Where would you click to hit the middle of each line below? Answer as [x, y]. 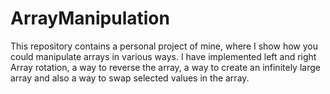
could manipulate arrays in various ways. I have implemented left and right [163, 56]
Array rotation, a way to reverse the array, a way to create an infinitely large [165, 67]
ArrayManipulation [90, 18]
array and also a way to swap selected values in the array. [130, 78]
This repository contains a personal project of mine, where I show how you [164, 46]
